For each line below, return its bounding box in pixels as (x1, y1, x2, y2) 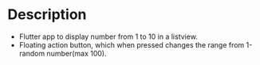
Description (7, 6, 87, 24)
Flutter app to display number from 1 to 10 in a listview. (18, 32, 199, 41)
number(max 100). (46, 48, 107, 58)
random (18, 48, 45, 58)
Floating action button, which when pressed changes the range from (18, 40, 245, 49)
